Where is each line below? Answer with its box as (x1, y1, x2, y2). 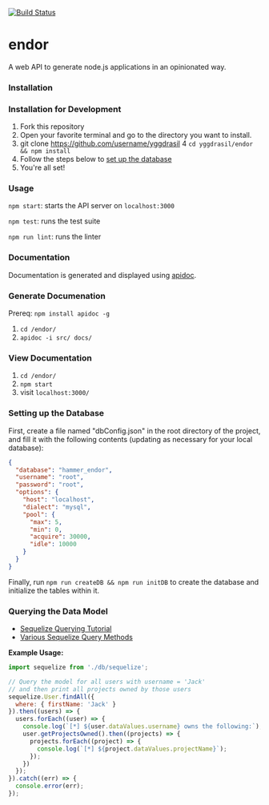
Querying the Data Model (8, 606, 108, 617)
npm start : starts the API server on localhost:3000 (8, 201, 175, 211)
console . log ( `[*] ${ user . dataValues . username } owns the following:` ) (22, 722, 260, 731)
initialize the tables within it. (8, 586, 100, 595)
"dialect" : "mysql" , (22, 503, 91, 511)
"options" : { (15, 489, 59, 497)
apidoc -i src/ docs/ (19, 334, 92, 342)
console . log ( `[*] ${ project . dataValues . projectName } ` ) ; (37, 745, 227, 753)
